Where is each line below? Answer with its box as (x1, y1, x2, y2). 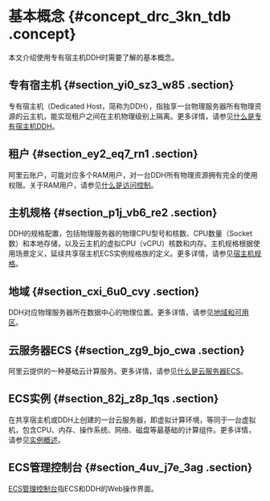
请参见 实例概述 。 (8, 435, 65, 445)
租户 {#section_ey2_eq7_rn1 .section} (8, 147, 198, 161)
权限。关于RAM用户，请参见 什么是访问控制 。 (8, 180, 158, 190)
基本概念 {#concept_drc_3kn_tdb (8, 7, 231, 26)
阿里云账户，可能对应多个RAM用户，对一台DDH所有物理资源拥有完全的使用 (8, 170, 258, 179)
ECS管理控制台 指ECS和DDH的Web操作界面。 (8, 483, 158, 493)
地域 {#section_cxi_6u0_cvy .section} (8, 285, 200, 298)
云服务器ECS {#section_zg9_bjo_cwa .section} (8, 343, 245, 357)
